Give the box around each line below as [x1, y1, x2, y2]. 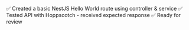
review [6, 18, 22, 25]
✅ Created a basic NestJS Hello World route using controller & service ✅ [6, 5, 183, 12]
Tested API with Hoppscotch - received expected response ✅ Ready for [6, 12, 181, 18]
